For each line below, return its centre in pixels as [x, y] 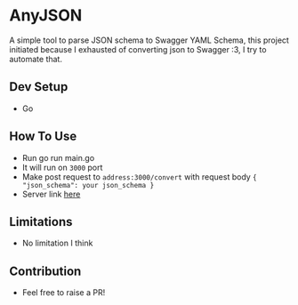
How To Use [43, 136]
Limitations [41, 222]
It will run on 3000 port [62, 167]
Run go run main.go [58, 157]
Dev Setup [39, 87]
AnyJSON [46, 16]
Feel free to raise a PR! [64, 293]
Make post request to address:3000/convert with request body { [140, 177]
